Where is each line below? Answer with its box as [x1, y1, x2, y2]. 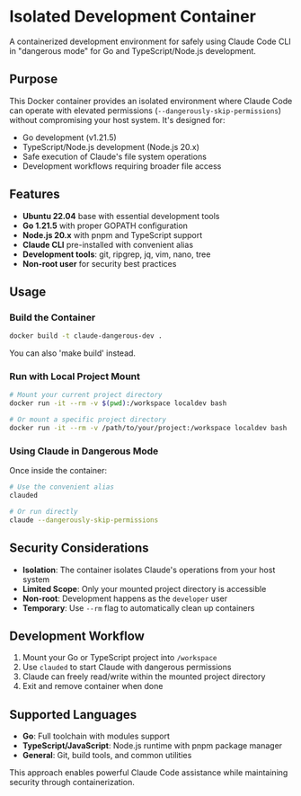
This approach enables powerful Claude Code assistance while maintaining [9, 767, 288, 778]
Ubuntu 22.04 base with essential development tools [22, 210, 220, 221]
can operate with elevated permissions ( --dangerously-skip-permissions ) [9, 105, 281, 116]
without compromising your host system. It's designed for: [9, 114, 226, 125]
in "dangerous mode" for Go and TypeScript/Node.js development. [9, 45, 256, 56]
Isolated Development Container [9, 6, 256, 27]
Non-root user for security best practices [22, 258, 177, 269]
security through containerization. [9, 777, 135, 788]
